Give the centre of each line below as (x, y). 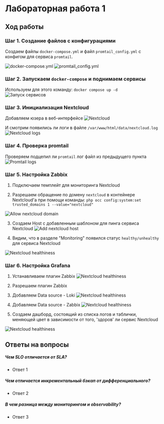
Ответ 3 (20, 417)
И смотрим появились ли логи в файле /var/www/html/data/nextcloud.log (82, 128)
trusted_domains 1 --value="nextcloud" (53, 205)
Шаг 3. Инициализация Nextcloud (47, 108)
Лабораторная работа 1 (55, 9)
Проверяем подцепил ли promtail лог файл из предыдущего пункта (76, 156)
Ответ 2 (20, 393)
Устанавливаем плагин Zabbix (44, 276)
